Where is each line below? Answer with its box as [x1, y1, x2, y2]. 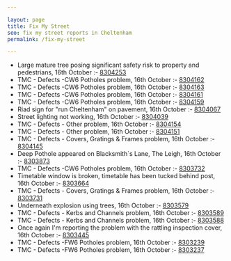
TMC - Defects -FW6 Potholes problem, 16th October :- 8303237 [17, 246, 205, 254]
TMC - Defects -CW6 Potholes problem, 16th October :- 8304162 [17, 76, 205, 84]
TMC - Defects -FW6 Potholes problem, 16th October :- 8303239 [17, 238, 205, 247]
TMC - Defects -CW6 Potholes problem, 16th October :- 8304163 [17, 83, 205, 91]
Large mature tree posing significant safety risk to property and [17, 61, 200, 70]
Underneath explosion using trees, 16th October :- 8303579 [17, 201, 189, 209]
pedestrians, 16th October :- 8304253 [17, 68, 127, 77]
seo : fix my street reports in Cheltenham [7, 29, 132, 36]
